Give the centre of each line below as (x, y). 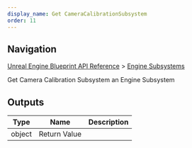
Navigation (32, 49)
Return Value (60, 134)
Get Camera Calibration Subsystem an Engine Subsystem (91, 80)
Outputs (26, 102)
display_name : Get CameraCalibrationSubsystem (77, 14)
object (21, 134)
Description (108, 123)
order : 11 (22, 21)
